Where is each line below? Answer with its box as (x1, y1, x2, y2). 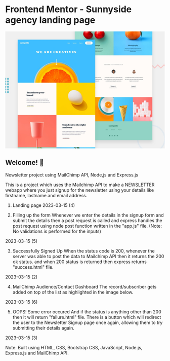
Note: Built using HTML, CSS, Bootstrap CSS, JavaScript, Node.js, (5, 344, 143, 350)
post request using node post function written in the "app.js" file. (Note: (12, 223, 162, 229)
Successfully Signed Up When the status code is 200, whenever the (12, 247, 155, 254)
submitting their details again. (12, 324, 75, 331)
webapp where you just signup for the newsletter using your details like (5, 187, 154, 193)
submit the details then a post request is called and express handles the (12, 217, 163, 224)
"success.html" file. (12, 264, 54, 270)
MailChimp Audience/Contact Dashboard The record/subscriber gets (12, 283, 157, 290)
